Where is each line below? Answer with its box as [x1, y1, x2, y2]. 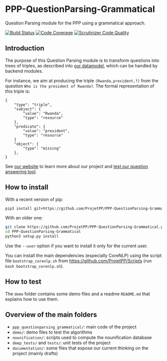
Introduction [5, 44, 45, 53]
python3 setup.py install [5, 234, 59, 239]
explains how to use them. [5, 296, 59, 302]
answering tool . [5, 169, 37, 175]
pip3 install [5, 206, 32, 211]
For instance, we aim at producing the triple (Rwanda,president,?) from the [5, 77, 159, 83]
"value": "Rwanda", [23, 111, 64, 116]
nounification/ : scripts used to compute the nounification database [12, 334, 152, 340]
